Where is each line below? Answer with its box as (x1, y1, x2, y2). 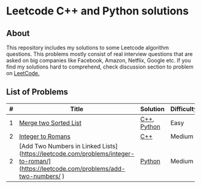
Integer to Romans (19, 132, 71, 141)
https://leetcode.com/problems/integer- (21, 149, 135, 157)
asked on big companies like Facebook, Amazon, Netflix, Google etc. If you (6, 57, 191, 64)
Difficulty (170, 105, 198, 113)
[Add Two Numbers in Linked (19, 142, 101, 150)
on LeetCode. (6, 70, 40, 76)
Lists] (102, 142, 118, 150)
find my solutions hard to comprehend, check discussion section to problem (6, 63, 194, 70)
